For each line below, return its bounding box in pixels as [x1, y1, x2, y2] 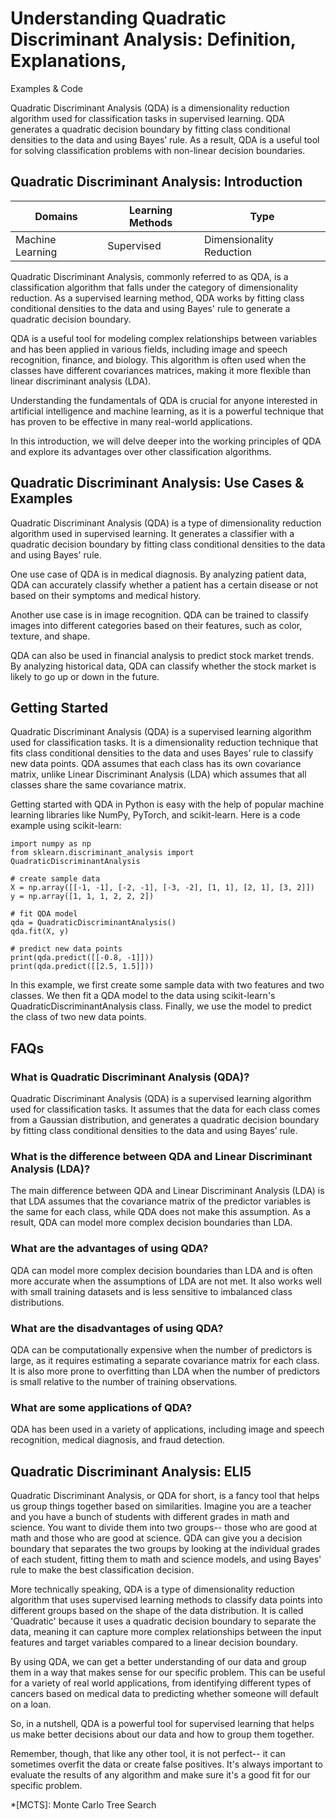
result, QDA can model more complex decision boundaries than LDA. [10, 1217, 293, 1229]
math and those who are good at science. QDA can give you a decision [10, 1532, 303, 1544]
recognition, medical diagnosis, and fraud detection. [10, 1434, 226, 1446]
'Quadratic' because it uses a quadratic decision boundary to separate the [10, 1615, 317, 1627]
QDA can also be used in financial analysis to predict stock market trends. [10, 649, 315, 661]
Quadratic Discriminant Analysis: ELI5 [10, 1463, 252, 1480]
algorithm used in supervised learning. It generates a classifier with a [10, 527, 295, 539]
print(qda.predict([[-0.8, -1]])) [10, 953, 155, 963]
